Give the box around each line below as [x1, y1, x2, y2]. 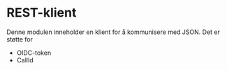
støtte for [6, 35, 33, 43]
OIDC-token [16, 49, 52, 57]
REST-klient [6, 5, 77, 21]
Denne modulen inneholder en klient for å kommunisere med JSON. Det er [6, 28, 221, 36]
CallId [16, 55, 34, 64]
